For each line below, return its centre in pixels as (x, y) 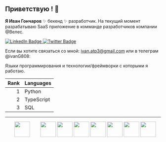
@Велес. (14, 32)
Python (33, 91)
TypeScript (37, 99)
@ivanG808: (18, 56)
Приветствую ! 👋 (32, 9)
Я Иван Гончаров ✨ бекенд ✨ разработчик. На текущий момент (73, 21)
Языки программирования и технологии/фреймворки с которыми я (77, 66)
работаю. (15, 71)
